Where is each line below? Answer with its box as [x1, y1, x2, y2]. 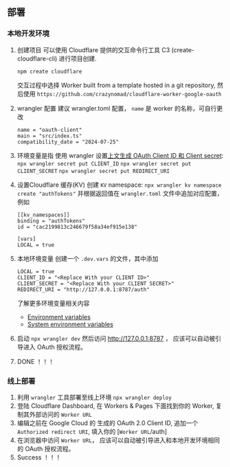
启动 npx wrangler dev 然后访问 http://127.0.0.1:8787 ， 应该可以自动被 [16, 334, 216, 342]
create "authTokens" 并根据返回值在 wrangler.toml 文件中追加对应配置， [16, 189, 223, 197]
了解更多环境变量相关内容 [16, 299, 90, 307]
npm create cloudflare [16, 68, 82, 75]
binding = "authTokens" [16, 217, 86, 225]
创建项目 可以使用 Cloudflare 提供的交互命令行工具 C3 [16, 45, 170, 54]
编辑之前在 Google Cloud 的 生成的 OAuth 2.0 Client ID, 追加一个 [16, 418, 198, 427]
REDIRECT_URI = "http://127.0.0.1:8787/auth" [16, 286, 150, 293]
